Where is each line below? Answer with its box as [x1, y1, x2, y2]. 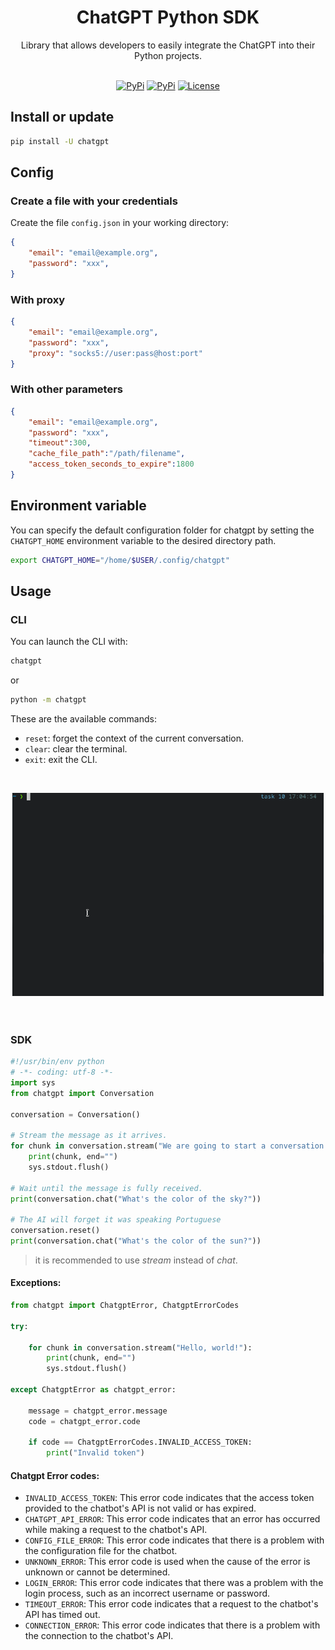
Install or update [10, 109, 115, 126]
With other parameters [10, 382, 124, 396]
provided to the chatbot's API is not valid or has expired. [24, 1502, 257, 1515]
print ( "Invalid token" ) [46, 1448, 145, 1458]
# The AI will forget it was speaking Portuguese [10, 1215, 222, 1225]
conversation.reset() [10, 1226, 101, 1236]
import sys [10, 1077, 56, 1088]
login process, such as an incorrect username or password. [24, 1587, 271, 1600]
